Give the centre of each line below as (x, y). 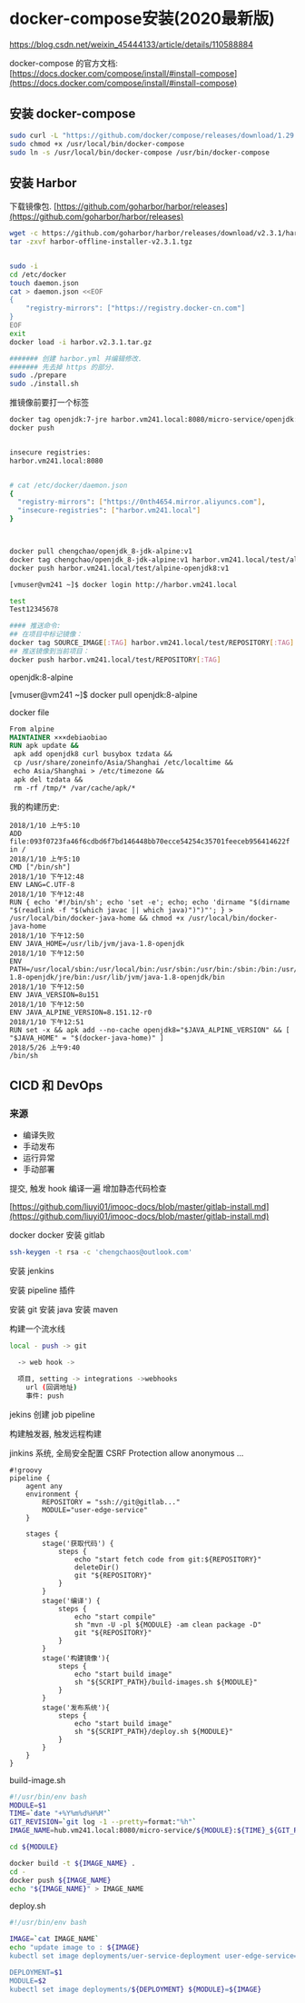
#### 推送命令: (35, 626)
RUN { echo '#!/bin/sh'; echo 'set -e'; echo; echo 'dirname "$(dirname (150, 902)
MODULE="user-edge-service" (95, 1510)
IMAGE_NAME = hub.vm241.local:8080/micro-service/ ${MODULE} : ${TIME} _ (140, 1831)
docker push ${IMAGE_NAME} (60, 1880)
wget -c (24, 234)
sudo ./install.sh (44, 384)
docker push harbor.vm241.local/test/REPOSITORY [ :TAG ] (115, 660)
